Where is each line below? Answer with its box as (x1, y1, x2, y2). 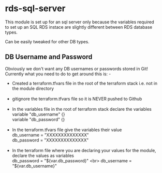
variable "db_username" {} (12, 111, 65, 117)
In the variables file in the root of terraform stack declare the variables (12, 106, 152, 112)
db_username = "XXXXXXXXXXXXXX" (12, 132, 89, 138)
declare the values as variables (12, 153, 74, 158)
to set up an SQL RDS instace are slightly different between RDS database (5, 24, 152, 30)
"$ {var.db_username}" (12, 163, 57, 169)
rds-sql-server (5, 3, 66, 14)
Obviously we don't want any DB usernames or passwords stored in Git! (5, 66, 148, 71)
